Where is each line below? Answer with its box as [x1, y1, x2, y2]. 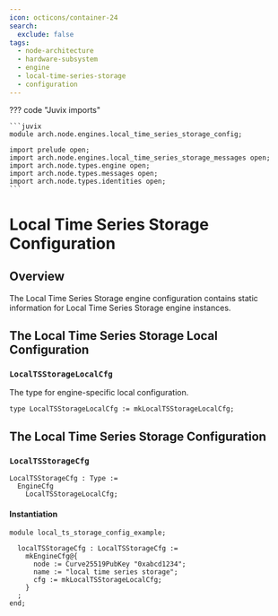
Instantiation [9, 508, 58, 519]
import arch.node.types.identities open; [9, 177, 167, 186]
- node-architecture [17, 47, 94, 56]
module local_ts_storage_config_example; [9, 528, 167, 538]
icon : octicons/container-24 [9, 13, 118, 22]
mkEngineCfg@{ [25, 552, 78, 561]
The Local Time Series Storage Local [9, 328, 218, 343]
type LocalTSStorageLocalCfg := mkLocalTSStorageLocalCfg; [9, 404, 235, 413]
